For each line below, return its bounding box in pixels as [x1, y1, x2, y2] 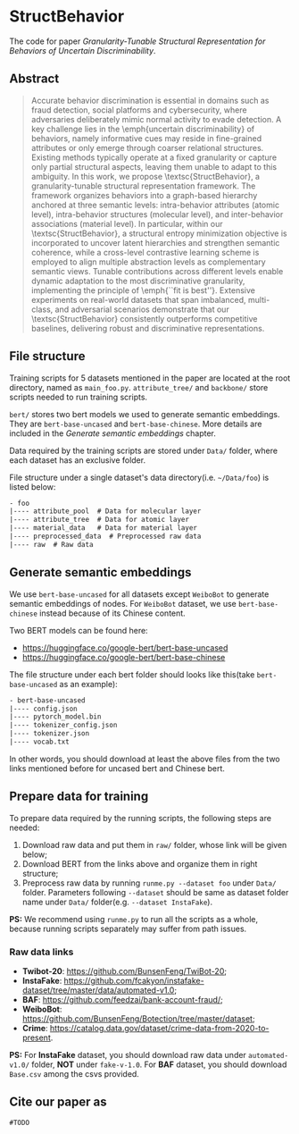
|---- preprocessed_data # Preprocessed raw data [9, 532, 202, 542]
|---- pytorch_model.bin [9, 712, 102, 721]
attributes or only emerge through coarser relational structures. [30, 142, 264, 153]
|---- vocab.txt [9, 737, 70, 746]
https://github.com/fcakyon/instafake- [63, 975, 204, 986]
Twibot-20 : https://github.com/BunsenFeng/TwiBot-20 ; [21, 965, 228, 976]
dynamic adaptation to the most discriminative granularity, [30, 275, 245, 286]
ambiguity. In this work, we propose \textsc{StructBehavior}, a [30, 171, 261, 181]
